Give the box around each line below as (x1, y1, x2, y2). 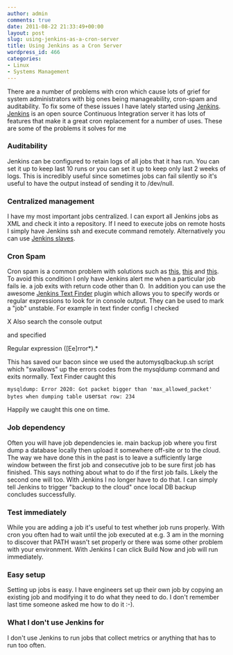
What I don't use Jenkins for (7, 618, 105, 627)
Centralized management (7, 196, 95, 206)
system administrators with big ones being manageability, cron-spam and (7, 94, 217, 103)
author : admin (7, 10, 49, 17)
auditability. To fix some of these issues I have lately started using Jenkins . (7, 102, 221, 110)
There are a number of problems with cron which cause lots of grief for (7, 87, 210, 96)
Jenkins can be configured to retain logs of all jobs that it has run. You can (7, 157, 220, 165)
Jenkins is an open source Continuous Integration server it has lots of (7, 109, 206, 118)
